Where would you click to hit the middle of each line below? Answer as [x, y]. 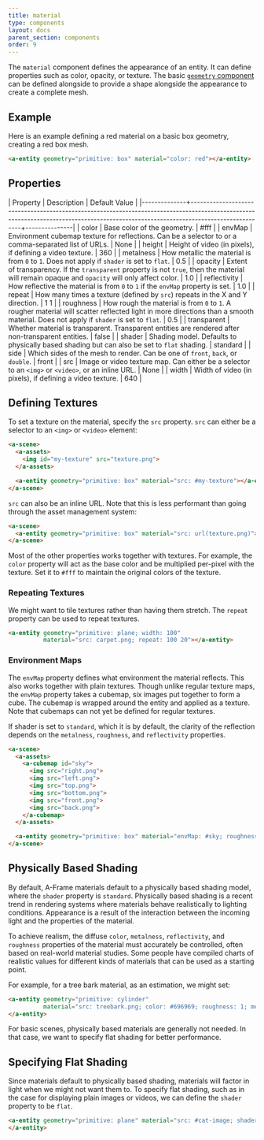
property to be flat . [40, 1106]
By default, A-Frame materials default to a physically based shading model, [130, 887]
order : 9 [22, 45]
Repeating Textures [46, 593]
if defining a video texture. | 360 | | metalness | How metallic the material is [130, 252]
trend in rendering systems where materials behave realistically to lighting [128, 904]
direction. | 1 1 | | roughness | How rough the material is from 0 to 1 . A [120, 303]
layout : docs [29, 30]
